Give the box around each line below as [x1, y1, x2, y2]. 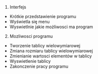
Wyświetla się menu [9, 19, 50, 24]
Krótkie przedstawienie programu [9, 14, 76, 19]
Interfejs [9, 4, 27, 10]
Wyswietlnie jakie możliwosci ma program [9, 24, 93, 30]
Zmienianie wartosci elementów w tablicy [9, 53, 92, 59]
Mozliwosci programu [9, 34, 53, 39]
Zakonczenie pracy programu [9, 63, 69, 69]
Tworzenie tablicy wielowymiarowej [9, 43, 81, 48]
